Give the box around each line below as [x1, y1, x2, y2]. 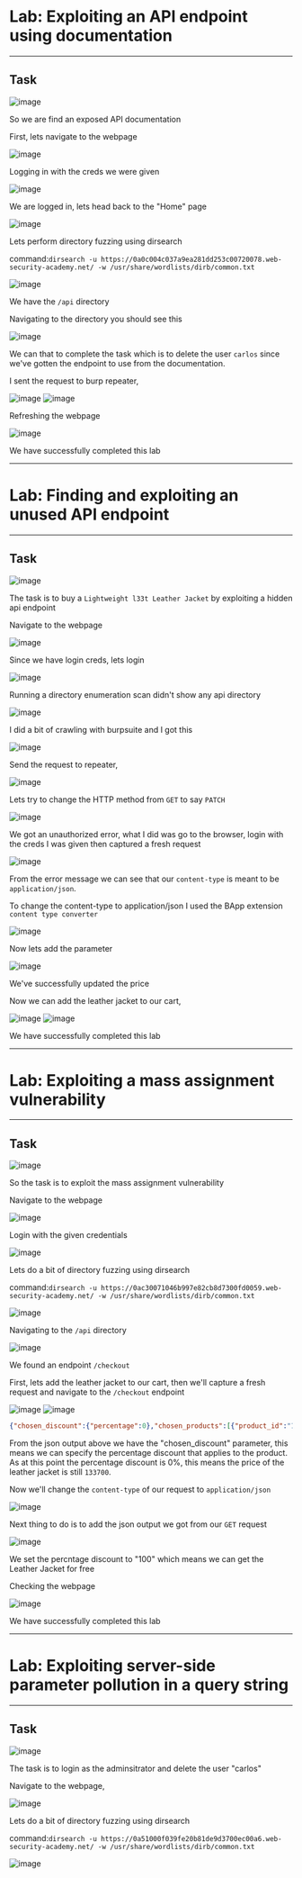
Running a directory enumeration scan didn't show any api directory [9, 689, 262, 700]
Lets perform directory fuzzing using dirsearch [9, 236, 182, 247]
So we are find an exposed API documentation [9, 113, 182, 124]
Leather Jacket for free [9, 1564, 95, 1575]
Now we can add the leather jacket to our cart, [9, 995, 182, 1006]
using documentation [9, 25, 173, 46]
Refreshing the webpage [9, 410, 101, 420]
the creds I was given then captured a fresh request [9, 838, 201, 849]
